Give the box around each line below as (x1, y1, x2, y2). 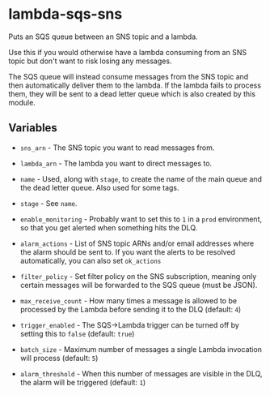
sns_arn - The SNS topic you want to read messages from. (19, 143, 215, 152)
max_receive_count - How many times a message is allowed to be (19, 295, 237, 305)
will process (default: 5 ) (19, 353, 99, 363)
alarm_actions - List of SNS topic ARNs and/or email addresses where (19, 238, 255, 248)
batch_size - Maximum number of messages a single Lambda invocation (19, 344, 263, 354)
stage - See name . (19, 198, 78, 208)
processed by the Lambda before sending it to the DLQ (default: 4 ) (19, 304, 242, 314)
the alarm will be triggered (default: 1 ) (19, 377, 146, 387)
